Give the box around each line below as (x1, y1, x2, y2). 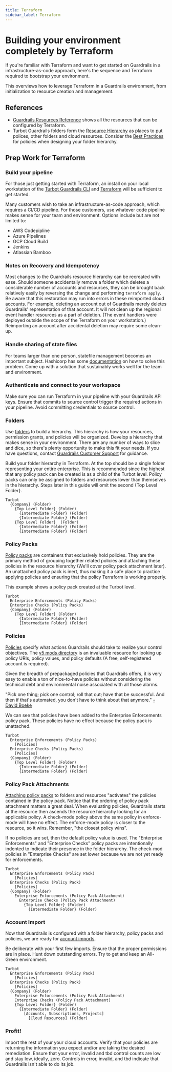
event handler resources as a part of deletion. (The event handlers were (5, 312, 157, 318)
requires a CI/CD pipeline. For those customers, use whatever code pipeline (5, 206, 165, 213)
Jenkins (12, 244, 30, 250)
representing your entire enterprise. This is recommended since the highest (5, 466, 165, 472)
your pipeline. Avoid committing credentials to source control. (5, 404, 135, 410)
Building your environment (5, 34, 121, 46)
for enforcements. (5, 856, 44, 863)
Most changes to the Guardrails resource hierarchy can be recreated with (5, 274, 160, 280)
